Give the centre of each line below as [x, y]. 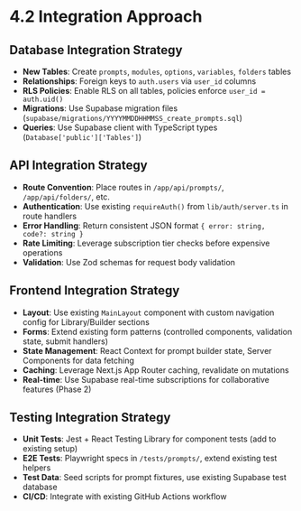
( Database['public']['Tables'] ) [82, 137]
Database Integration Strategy [96, 50]
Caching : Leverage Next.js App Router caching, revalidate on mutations [156, 370]
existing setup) [50, 449]
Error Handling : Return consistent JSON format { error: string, [144, 225]
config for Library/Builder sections [86, 321]
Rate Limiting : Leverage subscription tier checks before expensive [146, 243]
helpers [36, 468]
